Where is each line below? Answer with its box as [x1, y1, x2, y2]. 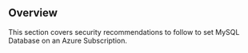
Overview [8, 6, 58, 20]
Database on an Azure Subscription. [8, 36, 128, 45]
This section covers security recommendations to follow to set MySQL [8, 27, 240, 36]
